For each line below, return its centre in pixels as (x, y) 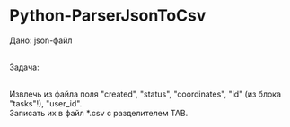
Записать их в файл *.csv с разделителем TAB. (99, 113)
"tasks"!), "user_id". (46, 103)
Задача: (24, 67)
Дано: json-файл (41, 40)
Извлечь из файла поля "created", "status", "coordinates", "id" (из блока (145, 94)
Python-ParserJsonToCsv (108, 16)
